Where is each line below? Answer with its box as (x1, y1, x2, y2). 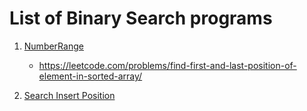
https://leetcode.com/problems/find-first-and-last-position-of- (38, 59, 297, 71)
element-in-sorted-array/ (38, 70, 143, 82)
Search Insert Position (23, 89, 116, 101)
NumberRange (23, 40, 84, 52)
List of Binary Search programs (9, 7, 273, 30)
